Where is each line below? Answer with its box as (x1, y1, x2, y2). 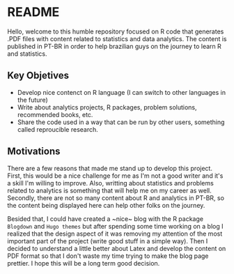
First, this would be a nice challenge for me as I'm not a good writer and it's (7, 172, 224, 180)
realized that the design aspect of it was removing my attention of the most (7, 229, 223, 238)
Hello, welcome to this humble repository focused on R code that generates (7, 27, 224, 36)
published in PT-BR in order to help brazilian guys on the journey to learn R (7, 42, 221, 50)
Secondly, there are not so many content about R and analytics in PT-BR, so (7, 193, 225, 202)
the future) (17, 96, 49, 104)
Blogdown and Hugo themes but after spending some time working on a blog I (7, 222, 224, 230)
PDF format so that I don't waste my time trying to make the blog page (7, 252, 209, 260)
